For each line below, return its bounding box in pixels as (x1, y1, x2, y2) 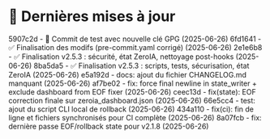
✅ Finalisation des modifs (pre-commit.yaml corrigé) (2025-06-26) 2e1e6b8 (8, 42, 263, 52)
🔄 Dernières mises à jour (8, 7, 176, 26)
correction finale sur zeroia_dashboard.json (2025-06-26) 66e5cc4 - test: (8, 95, 255, 105)
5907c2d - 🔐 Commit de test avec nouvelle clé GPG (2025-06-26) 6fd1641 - (8, 34, 262, 44)
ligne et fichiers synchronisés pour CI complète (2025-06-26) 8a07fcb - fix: (8, 112, 262, 122)
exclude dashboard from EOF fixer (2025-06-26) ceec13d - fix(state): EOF (8, 86, 257, 96)
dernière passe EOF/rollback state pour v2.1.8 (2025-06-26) (8, 121, 209, 131)
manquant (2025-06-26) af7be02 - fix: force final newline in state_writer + (8, 78, 257, 88)
